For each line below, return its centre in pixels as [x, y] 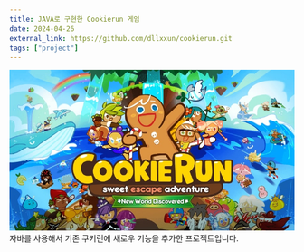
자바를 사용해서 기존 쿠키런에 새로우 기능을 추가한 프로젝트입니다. [124, 238]
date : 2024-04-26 [42, 29]
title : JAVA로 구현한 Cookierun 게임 [75, 19]
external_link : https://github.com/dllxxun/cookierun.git [121, 38]
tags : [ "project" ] [44, 48]
